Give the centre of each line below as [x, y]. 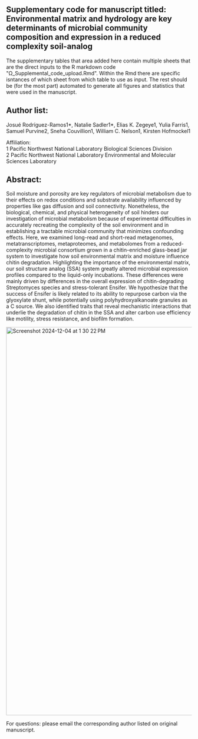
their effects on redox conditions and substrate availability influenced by [94, 200]
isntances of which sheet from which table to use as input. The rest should [97, 79]
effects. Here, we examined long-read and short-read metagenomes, [90, 237]
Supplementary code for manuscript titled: [86, 10]
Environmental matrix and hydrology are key [89, 19]
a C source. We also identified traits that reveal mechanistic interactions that [99, 306]
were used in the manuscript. [42, 92]
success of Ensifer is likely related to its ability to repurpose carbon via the [97, 294]
